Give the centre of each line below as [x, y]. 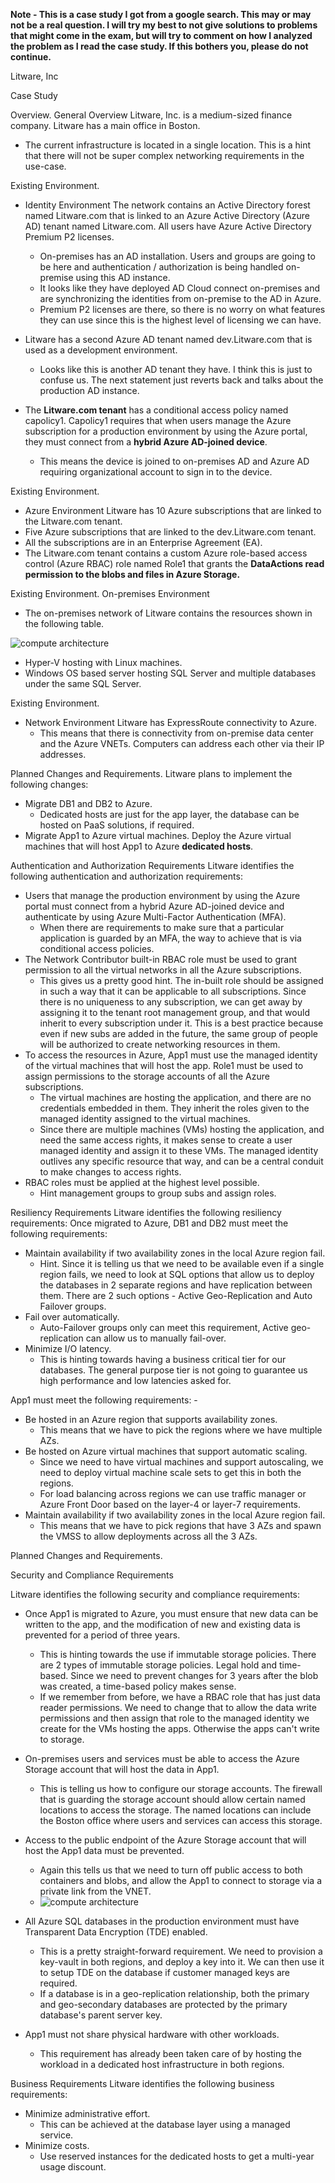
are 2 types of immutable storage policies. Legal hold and [158, 1665]
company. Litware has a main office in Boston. [105, 125]
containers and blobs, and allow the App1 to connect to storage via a [180, 1880]
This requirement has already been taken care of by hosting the [170, 2053]
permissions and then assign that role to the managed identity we [174, 1718]
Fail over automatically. [72, 1317]
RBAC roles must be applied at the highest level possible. [142, 1182]
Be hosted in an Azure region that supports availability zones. [151, 1419]
